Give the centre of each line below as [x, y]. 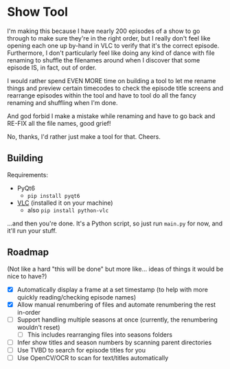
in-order [29, 312]
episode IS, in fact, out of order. [52, 67]
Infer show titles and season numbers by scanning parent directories [114, 342]
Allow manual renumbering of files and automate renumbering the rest [116, 304]
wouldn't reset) [38, 327]
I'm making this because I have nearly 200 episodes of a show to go [104, 31]
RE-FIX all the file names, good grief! [59, 123]
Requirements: [27, 175]
